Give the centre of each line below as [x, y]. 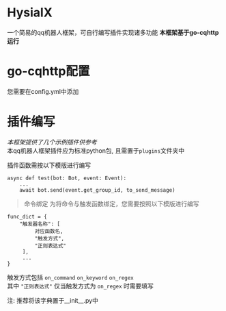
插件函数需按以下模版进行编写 [49, 165]
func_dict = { [27, 216]
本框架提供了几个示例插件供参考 [52, 142]
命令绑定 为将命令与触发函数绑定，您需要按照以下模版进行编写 [111, 203]
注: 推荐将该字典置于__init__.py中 [53, 300]
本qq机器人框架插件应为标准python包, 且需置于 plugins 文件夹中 [96, 150]
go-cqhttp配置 [48, 72]
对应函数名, [49, 231]
